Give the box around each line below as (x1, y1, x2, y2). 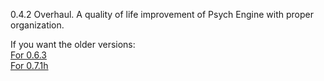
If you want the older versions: (10, 39, 136, 50)
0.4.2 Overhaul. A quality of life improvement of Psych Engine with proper (10, 9, 314, 20)
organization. (10, 19, 65, 31)
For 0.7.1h (10, 60, 49, 71)
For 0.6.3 (10, 49, 47, 61)
